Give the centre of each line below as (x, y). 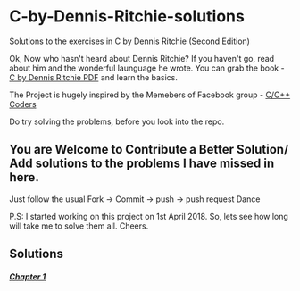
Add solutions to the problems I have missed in (142, 164)
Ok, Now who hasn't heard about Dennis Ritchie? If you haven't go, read (142, 58)
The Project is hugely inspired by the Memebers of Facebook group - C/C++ (150, 95)
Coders (23, 104)
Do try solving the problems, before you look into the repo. (117, 121)
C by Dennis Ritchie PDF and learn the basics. (94, 77)
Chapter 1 (28, 276)
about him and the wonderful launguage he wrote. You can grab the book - (147, 68)
